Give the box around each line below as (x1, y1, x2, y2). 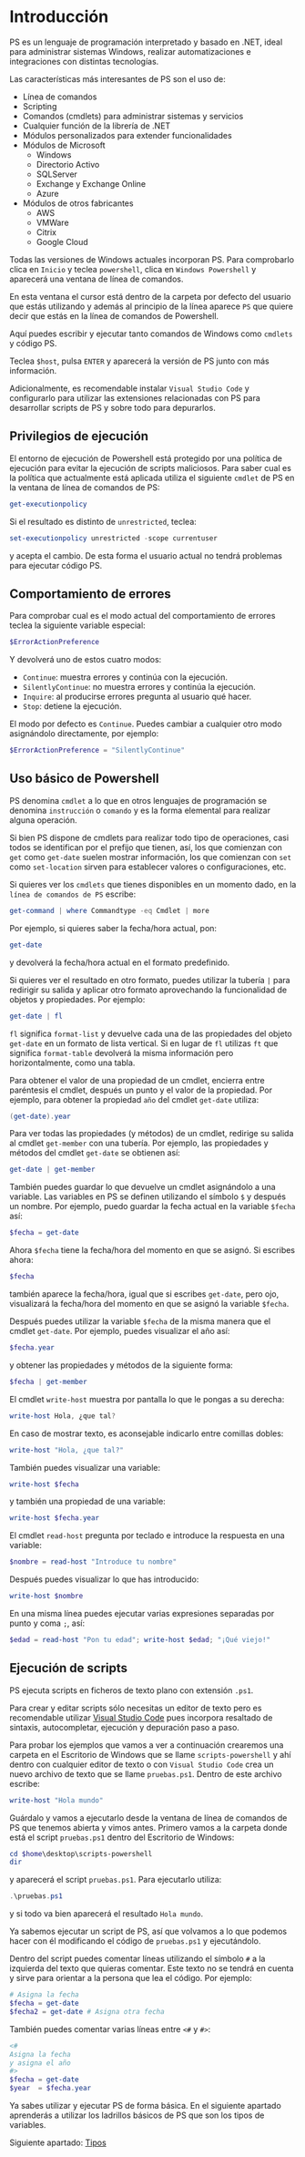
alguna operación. (9, 814, 77, 826)
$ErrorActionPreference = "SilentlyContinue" (9, 745, 185, 755)
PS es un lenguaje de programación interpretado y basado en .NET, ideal (9, 36, 283, 47)
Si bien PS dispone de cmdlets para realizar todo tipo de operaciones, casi (9, 832, 290, 843)
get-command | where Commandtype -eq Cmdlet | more (9, 906, 209, 915)
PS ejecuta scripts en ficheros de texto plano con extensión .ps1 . (9, 1684, 254, 1696)
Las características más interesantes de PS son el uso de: (9, 73, 226, 84)
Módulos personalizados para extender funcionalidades (22, 129, 232, 140)
